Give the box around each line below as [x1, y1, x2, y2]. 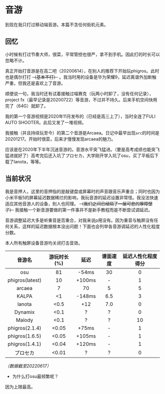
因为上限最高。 [5, 384, 35, 390]
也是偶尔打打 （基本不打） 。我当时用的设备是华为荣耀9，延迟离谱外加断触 [5, 74, 157, 80]
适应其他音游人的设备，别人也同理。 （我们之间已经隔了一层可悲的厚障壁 [5, 201, 153, 207]
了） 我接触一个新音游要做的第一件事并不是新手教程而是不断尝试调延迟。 [5, 207, 153, 212]
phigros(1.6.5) [7, 332, 42, 339]
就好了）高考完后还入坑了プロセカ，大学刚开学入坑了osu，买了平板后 [13, 153, 155, 158]
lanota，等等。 [13, 158, 44, 164]
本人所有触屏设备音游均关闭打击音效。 [5, 240, 82, 246]
